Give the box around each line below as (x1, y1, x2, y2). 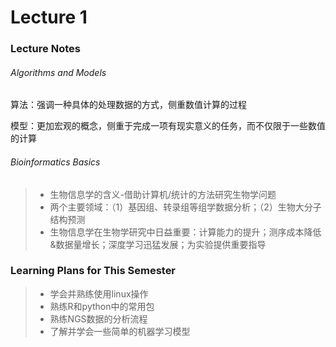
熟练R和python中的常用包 (49, 300, 155, 312)
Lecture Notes (10, 42, 81, 56)
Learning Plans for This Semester (10, 264, 177, 278)
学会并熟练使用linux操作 (49, 287, 149, 300)
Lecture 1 (10, 6, 88, 29)
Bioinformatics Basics (10, 156, 101, 168)
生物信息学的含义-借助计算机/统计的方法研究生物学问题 (49, 188, 277, 200)
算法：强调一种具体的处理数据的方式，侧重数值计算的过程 (10, 99, 247, 111)
